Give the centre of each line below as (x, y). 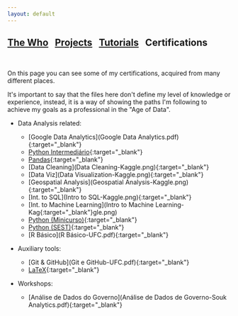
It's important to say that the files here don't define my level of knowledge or (119, 95)
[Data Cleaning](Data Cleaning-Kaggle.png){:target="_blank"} (119, 167)
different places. (31, 81)
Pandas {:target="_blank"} (66, 159)
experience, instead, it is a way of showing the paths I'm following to (107, 102)
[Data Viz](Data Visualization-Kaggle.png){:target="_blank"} (116, 175)
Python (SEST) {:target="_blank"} (76, 227)
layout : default (31, 14)
